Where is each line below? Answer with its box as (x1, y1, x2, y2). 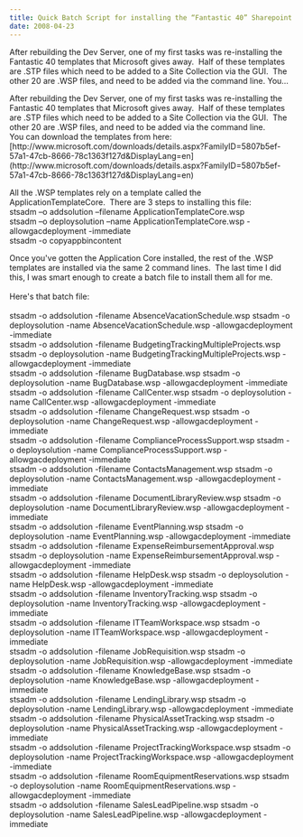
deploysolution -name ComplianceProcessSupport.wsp (16, 444, 223, 455)
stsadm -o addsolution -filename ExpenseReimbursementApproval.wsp (9, 540, 275, 551)
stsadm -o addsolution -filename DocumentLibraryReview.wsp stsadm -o (9, 492, 281, 503)
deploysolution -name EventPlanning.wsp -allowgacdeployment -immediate (9, 530, 291, 542)
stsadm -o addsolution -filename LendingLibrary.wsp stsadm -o (9, 693, 246, 704)
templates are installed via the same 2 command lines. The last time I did (9, 262, 281, 273)
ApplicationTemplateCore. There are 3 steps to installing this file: (9, 196, 252, 208)
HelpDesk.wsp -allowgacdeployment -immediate (32, 579, 214, 590)
